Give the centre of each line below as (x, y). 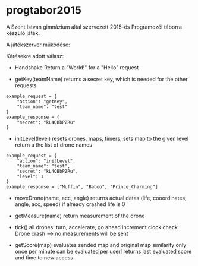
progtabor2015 (44, 10)
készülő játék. (23, 33)
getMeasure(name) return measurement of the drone (80, 216)
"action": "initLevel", (46, 161)
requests (26, 85)
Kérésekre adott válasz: (35, 56)
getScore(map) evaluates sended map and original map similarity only (100, 245)
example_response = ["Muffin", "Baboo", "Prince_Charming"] (82, 187)
